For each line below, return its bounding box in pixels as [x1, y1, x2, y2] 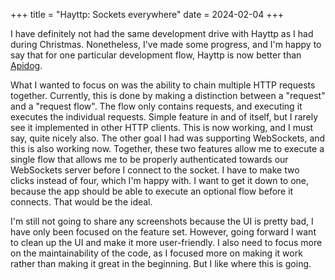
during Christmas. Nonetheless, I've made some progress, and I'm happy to [10, 39, 322, 50]
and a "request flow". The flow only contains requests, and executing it [10, 100, 303, 112]
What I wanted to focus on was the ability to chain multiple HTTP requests [10, 79, 316, 91]
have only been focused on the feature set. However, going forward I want [10, 226, 317, 238]
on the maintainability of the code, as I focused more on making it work [10, 247, 303, 259]
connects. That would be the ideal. [10, 196, 153, 208]
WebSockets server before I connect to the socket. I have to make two [10, 164, 300, 176]
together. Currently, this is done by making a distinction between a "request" [10, 90, 326, 101]
